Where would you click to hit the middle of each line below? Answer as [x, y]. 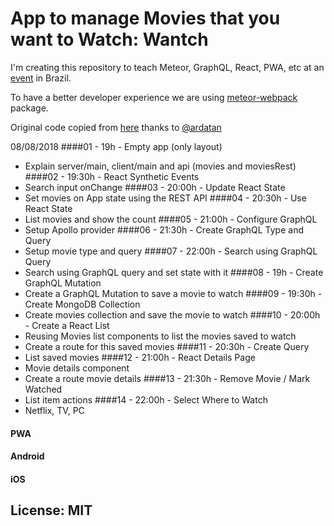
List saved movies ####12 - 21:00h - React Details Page [140, 357]
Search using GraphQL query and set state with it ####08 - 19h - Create [174, 272]
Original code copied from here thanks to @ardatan [116, 127]
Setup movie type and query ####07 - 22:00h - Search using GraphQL [171, 251]
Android [27, 456]
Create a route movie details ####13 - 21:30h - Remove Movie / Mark [167, 378]
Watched [43, 389]
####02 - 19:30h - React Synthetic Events [112, 176]
